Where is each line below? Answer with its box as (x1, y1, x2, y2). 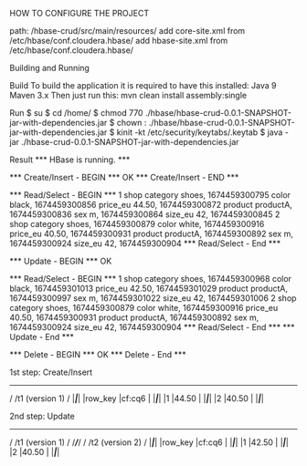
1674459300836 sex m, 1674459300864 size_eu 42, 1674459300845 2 (9, 209, 281, 220)
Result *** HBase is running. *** (9, 154, 131, 165)
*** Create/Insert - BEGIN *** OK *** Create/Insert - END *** (9, 172, 239, 182)
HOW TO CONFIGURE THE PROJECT (9, 8, 149, 18)
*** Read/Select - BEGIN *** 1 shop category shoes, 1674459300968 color (9, 274, 292, 284)
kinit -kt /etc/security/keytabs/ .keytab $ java (116, 127, 283, 138)
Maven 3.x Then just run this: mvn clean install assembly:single (9, 90, 248, 100)
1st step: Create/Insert (9, 367, 93, 378)
